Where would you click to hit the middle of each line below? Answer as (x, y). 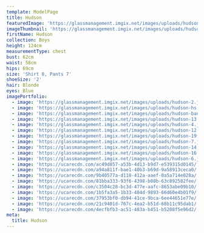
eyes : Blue (20, 91)
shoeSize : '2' (24, 79)
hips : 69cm (20, 68)
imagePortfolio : (27, 96)
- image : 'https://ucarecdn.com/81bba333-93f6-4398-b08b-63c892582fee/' (106, 181)
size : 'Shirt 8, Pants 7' (39, 74)
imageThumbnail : (27, 29)
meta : (13, 215)
